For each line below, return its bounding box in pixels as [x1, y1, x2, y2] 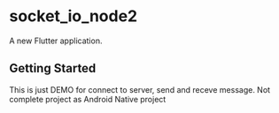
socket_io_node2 [9, 6, 138, 26]
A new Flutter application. [9, 35, 103, 46]
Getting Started [9, 61, 97, 76]
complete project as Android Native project [9, 94, 167, 104]
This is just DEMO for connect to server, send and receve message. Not [9, 84, 271, 94]
